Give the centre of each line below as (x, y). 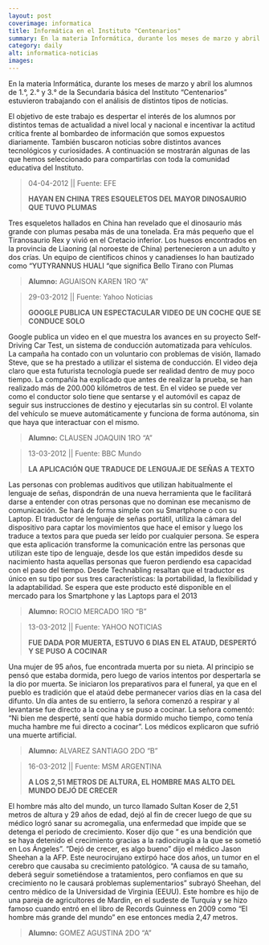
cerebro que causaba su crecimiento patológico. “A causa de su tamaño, (128, 865)
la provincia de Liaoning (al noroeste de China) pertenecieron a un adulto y (132, 248)
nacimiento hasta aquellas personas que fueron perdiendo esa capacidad (130, 561)
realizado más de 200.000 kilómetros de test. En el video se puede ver (125, 388)
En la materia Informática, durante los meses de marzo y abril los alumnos (130, 83)
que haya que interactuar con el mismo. (74, 422)
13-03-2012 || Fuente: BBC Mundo (85, 453)
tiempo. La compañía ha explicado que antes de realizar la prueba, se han (130, 379)
